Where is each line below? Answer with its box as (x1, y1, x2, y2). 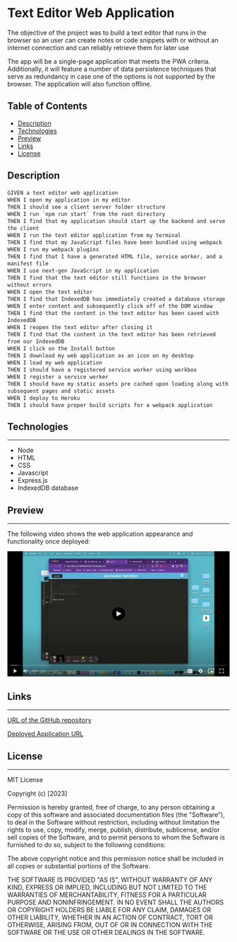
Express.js (17, 476, 48, 485)
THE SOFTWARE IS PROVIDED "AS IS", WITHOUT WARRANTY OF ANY (7, 875, 213, 884)
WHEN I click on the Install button (7, 345, 115, 352)
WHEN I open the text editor (7, 288, 93, 295)
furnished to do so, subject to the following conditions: (7, 841, 166, 849)
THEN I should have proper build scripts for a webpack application (7, 401, 213, 408)
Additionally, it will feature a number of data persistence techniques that (7, 64, 217, 73)
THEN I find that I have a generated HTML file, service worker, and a (7, 253, 222, 260)
